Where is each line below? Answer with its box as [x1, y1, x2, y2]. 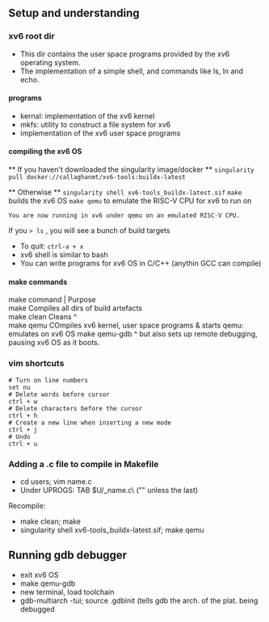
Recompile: [8, 500, 46, 511]
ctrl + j [8, 425, 38, 434]
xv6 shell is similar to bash [19, 250, 109, 260]
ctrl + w [8, 397, 38, 406]
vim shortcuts [8, 358, 65, 369]
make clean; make [19, 516, 82, 526]
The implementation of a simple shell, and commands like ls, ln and [19, 66, 244, 76]
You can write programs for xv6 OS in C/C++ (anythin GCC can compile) [19, 258, 262, 269]
